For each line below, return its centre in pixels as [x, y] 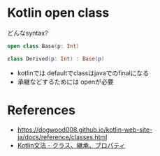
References [41, 110]
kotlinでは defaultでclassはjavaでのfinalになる [83, 73]
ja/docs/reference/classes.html [62, 136]
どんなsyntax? [28, 33]
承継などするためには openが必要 [65, 81]
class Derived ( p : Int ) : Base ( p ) [56, 58]
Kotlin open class [58, 13]
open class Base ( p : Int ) [43, 46]
